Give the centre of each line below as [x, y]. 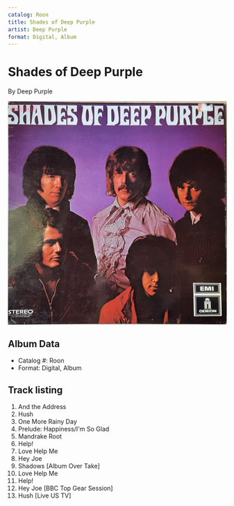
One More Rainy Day [47, 422]
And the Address [42, 407]
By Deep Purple [30, 91]
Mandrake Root [40, 436]
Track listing [35, 390]
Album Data [34, 344]
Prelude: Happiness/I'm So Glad [64, 429]
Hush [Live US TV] [44, 496]
